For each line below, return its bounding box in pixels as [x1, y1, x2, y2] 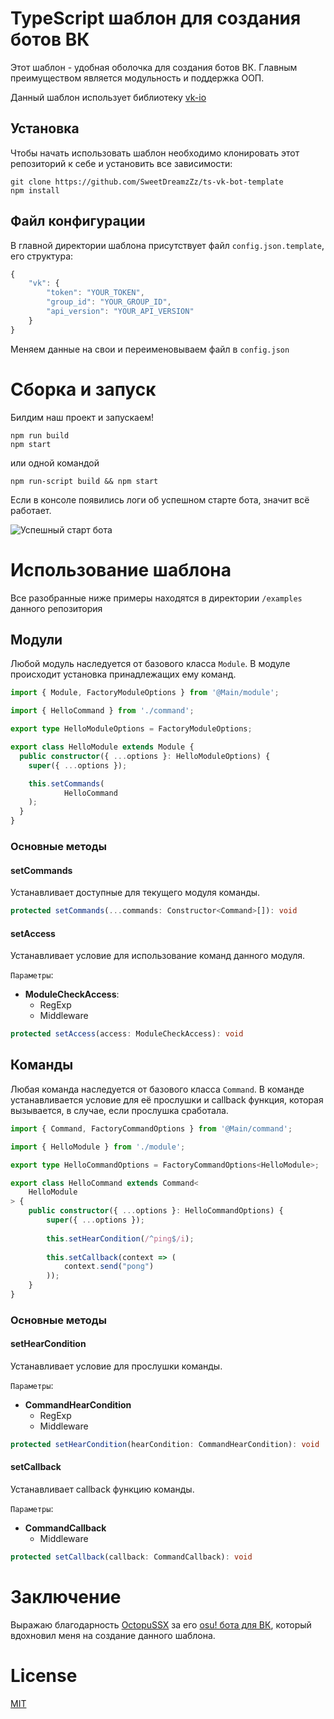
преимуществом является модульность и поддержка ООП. [10, 72, 265, 84]
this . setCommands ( [28, 778, 105, 789]
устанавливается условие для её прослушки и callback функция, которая [10, 1093, 324, 1106]
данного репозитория [10, 602, 103, 614]
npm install [10, 185, 60, 196]
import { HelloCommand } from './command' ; [10, 706, 195, 716]
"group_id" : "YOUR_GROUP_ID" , [46, 297, 172, 307]
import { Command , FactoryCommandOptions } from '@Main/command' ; [10, 1123, 293, 1134]
